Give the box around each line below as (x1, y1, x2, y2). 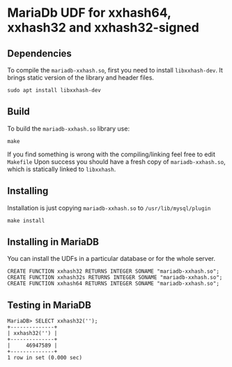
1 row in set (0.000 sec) (7, 354, 82, 361)
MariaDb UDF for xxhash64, (7, 5, 171, 21)
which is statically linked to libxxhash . (7, 165, 116, 173)
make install (7, 217, 45, 224)
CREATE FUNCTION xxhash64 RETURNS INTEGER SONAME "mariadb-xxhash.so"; (7, 280, 219, 287)
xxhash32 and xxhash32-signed (7, 20, 200, 36)
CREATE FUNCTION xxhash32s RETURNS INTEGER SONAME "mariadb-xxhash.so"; (7, 274, 223, 281)
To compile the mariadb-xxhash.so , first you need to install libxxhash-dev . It (7, 66, 223, 74)
